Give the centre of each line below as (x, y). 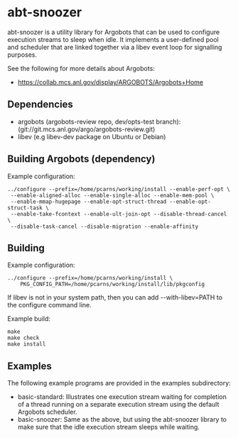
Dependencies (40, 105)
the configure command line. (50, 305)
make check (23, 338)
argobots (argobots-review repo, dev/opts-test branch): (99, 121)
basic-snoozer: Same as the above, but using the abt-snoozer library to (122, 420)
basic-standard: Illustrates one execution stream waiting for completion (122, 397)
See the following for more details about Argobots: (81, 68)
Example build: (29, 319)
